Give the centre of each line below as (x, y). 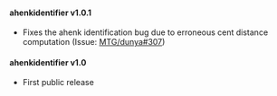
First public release (58, 83)
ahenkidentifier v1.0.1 (51, 13)
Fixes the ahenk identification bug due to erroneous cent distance (145, 32)
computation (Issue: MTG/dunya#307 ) (94, 42)
